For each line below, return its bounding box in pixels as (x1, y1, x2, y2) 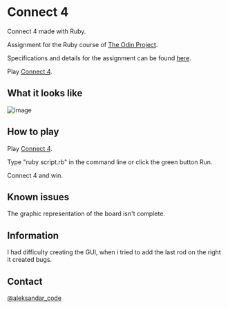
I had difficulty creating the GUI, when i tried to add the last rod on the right (7, 248, 221, 256)
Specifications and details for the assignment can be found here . (7, 53, 191, 62)
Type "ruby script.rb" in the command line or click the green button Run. (7, 157, 213, 166)
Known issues (7, 191, 70, 203)
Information (7, 229, 59, 241)
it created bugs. (7, 256, 53, 264)
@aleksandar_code (7, 294, 62, 302)
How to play (7, 126, 59, 138)
